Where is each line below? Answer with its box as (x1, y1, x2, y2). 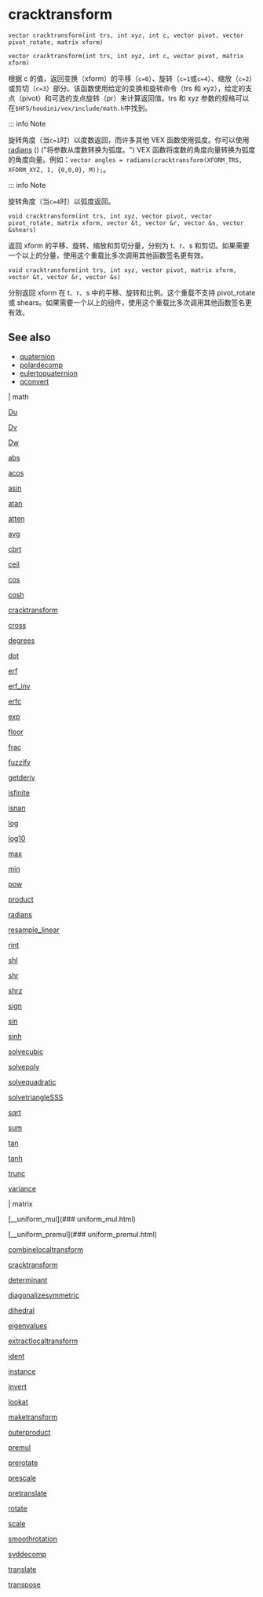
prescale (8, 1473, 37, 1482)
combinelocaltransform (8, 1244, 84, 1254)
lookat (8, 1397, 29, 1406)
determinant (8, 1275, 48, 1284)
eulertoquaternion (19, 368, 79, 378)
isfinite (8, 787, 30, 797)
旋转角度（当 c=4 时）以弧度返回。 (8, 196, 115, 206)
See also (8, 331, 51, 344)
